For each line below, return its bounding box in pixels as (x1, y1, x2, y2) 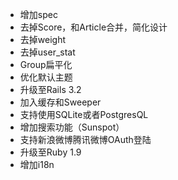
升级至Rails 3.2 (19, 84, 82, 95)
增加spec (19, 9, 58, 20)
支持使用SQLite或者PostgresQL (19, 109, 149, 120)
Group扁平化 (19, 59, 73, 70)
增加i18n (19, 159, 55, 170)
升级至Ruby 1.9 (19, 146, 82, 158)
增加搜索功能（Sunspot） (19, 121, 125, 133)
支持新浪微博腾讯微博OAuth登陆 (19, 134, 152, 145)
